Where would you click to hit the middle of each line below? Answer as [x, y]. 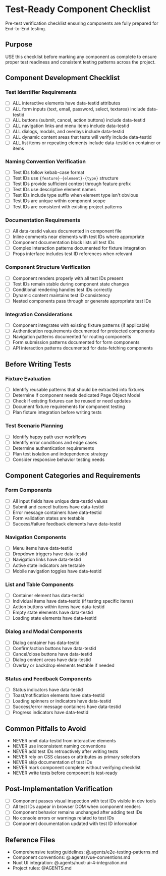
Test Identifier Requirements [41, 92]
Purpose [19, 45]
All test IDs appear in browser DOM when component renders [77, 807]
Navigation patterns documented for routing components [72, 337]
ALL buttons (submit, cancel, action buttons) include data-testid [79, 120]
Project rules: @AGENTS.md [42, 868]
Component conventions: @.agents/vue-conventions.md [71, 857]
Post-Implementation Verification [59, 789]
